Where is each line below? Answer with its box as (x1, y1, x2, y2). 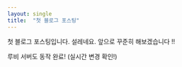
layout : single (7, 10, 52, 18)
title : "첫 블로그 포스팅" (7, 17, 80, 24)
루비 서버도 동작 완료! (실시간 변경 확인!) (7, 52, 118, 61)
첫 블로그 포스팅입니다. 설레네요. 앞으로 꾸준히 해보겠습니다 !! (7, 37, 176, 46)
